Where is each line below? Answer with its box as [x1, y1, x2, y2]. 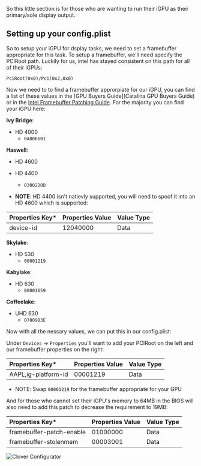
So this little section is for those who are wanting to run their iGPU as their [6, 5, 189, 12]
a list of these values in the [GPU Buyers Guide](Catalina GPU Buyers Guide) [6, 92, 195, 100]
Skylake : [6, 239, 28, 246]
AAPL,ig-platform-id [9, 370, 68, 378]
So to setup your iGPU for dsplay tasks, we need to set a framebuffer [6, 44, 177, 52]
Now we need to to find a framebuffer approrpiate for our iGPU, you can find [6, 86, 195, 93]
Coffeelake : [6, 298, 36, 305]
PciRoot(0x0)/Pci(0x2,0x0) [6, 75, 74, 82]
